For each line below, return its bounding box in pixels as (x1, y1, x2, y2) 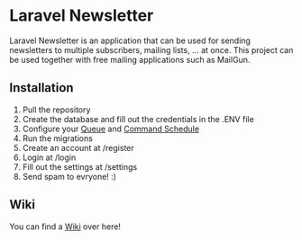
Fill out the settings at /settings (22, 161, 138, 172)
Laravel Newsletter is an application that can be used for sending (9, 35, 251, 46)
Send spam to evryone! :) (22, 171, 117, 182)
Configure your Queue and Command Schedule (22, 123, 200, 134)
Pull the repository (22, 104, 91, 115)
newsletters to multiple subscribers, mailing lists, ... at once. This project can (9, 44, 294, 55)
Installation (9, 80, 74, 95)
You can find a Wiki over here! (9, 221, 122, 232)
